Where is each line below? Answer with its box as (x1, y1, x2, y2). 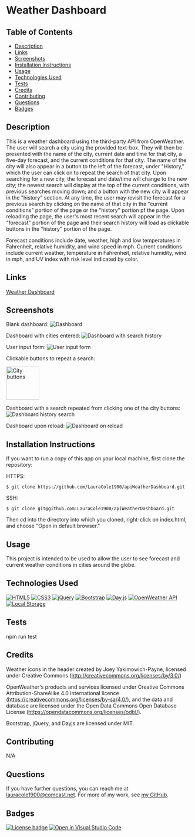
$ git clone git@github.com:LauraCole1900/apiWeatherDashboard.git (6, 506, 175, 512)
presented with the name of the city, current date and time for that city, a (6, 150, 182, 157)
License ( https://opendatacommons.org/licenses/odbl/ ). (6, 708, 142, 715)
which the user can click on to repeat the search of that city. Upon (6, 169, 166, 176)
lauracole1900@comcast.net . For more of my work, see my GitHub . (6, 791, 169, 798)
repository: (6, 461, 33, 469)
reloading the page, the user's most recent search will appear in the (6, 212, 170, 220)
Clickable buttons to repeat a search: (6, 355, 96, 362)
